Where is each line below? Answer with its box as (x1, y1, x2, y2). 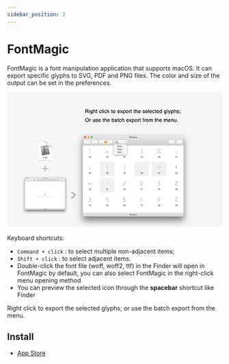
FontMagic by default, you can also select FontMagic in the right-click (16, 269, 214, 277)
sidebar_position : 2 (7, 11, 66, 18)
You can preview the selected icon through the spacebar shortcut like (16, 283, 214, 291)
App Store (16, 349, 46, 357)
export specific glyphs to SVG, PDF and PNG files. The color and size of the (7, 71, 220, 79)
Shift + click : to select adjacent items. (16, 254, 131, 263)
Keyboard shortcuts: (7, 233, 65, 242)
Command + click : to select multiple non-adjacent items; (16, 247, 175, 255)
